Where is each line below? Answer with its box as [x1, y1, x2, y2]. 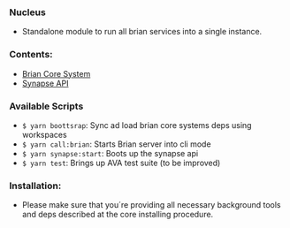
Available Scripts [9, 100, 84, 112]
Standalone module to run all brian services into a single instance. [21, 27, 263, 37]
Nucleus [9, 6, 46, 19]
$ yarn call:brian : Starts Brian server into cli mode [21, 139, 211, 149]
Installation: [9, 179, 62, 192]
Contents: [9, 49, 53, 61]
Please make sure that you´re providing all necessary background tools [21, 200, 281, 210]
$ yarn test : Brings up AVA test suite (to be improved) [21, 157, 221, 168]
